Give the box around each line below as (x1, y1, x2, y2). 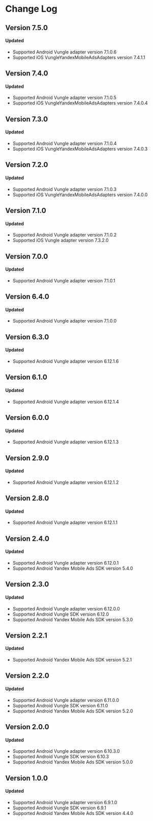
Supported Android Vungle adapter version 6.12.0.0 (12, 605, 120, 612)
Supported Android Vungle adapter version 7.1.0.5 (12, 95, 117, 101)
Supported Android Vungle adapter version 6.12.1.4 (12, 399, 119, 405)
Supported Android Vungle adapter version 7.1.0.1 (12, 277, 115, 283)
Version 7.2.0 (5, 161, 48, 169)
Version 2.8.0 (5, 494, 49, 502)
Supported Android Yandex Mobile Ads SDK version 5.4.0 (12, 565, 133, 571)
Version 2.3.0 (5, 580, 49, 589)
